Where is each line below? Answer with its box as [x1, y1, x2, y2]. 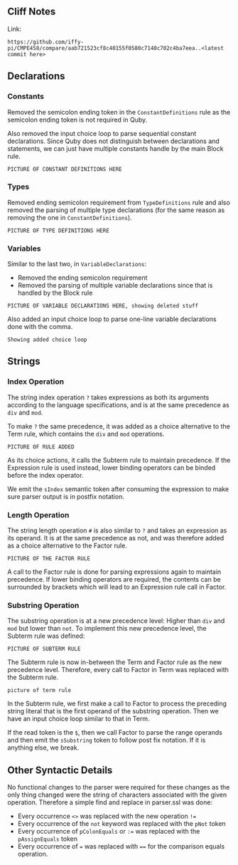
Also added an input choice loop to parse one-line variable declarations [7, 315, 217, 323]
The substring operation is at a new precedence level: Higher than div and [7, 617, 225, 625]
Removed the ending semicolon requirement [17, 273, 148, 282]
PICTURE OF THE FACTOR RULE [7, 555, 91, 562]
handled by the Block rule [17, 288, 93, 298]
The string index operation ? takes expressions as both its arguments [7, 393, 210, 402]
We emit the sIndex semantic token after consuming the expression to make [7, 484, 229, 493]
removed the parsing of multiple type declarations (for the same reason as [7, 206, 225, 214]
